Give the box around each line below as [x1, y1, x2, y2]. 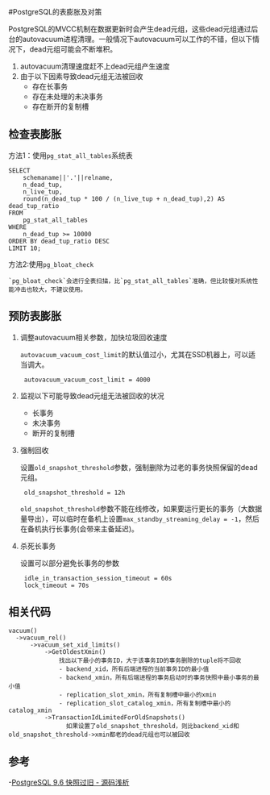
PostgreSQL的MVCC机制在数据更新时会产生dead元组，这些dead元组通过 [8, 24, 251, 34]
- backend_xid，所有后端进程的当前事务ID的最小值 [59, 665, 210, 673]
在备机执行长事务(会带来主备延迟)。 [19, 523, 139, 534]
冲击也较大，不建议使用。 [14, 285, 87, 293]
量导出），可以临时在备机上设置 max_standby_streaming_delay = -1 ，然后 [19, 514, 260, 523]
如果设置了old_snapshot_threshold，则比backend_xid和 [65, 722, 239, 730]
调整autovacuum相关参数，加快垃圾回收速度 [19, 332, 168, 342]
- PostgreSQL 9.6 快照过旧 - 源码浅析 [8, 777, 130, 788]
